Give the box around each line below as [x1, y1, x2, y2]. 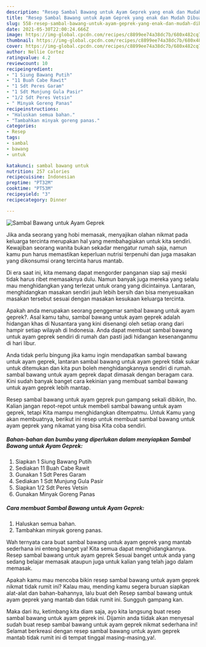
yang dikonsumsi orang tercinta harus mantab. [6, 257, 124, 264]
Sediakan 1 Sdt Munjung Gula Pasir [15, 477, 104, 484]
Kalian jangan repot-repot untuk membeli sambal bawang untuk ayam [6, 402, 182, 410]
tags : [6, 134, 20, 141]
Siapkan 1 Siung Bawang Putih [15, 457, 92, 465]
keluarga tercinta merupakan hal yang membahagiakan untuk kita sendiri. [6, 237, 192, 245]
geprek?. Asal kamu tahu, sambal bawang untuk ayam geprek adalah [6, 313, 181, 321]
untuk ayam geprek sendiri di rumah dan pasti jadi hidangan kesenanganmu [6, 332, 198, 340]
